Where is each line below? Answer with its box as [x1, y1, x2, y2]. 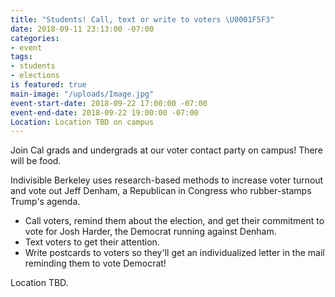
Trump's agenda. [10, 196, 81, 208]
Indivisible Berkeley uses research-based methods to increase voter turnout [10, 174, 324, 186]
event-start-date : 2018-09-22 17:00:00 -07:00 [10, 98, 208, 108]
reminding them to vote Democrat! [24, 257, 167, 270]
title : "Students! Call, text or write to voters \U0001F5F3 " [10, 14, 275, 25]
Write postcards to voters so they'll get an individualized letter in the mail [24, 247, 325, 259]
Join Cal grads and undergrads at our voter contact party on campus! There [10, 144, 323, 156]
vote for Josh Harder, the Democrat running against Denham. [24, 226, 277, 238]
